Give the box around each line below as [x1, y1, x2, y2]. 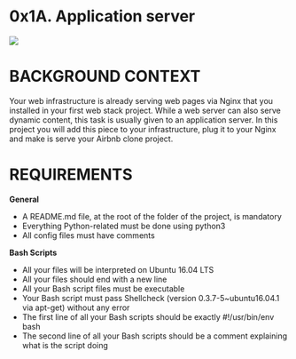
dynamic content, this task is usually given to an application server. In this [9, 114, 278, 125]
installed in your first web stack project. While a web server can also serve [9, 105, 281, 116]
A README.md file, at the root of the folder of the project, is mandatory [21, 211, 282, 221]
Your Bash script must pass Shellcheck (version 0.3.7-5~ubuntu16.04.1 [21, 292, 280, 303]
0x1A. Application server [9, 6, 196, 27]
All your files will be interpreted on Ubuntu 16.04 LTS [21, 264, 214, 275]
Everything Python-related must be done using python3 [21, 220, 226, 231]
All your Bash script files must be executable [21, 283, 185, 294]
